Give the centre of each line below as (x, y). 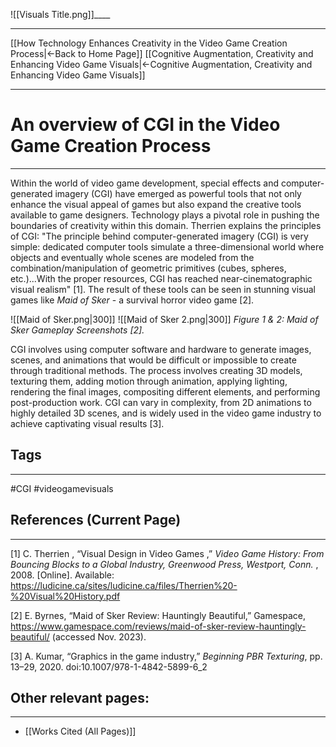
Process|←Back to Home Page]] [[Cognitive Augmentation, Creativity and (162, 53)
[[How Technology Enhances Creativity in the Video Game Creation (149, 43)
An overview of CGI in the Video (145, 125)
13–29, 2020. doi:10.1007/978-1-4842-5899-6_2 (109, 666)
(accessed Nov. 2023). (99, 636)
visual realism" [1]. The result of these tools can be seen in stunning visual (163, 289)
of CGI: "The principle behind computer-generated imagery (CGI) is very (159, 236)
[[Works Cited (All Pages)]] (80, 731)
